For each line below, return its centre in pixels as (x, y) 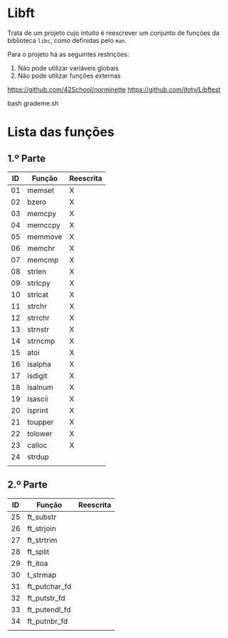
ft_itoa (38, 563)
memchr (41, 248)
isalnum (40, 387)
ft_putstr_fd (46, 598)
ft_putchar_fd (49, 586)
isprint (38, 410)
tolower (40, 433)
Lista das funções (61, 132)
